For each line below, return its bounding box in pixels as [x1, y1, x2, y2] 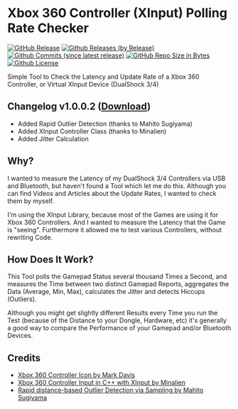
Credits [7, 351, 41, 364]
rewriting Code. [7, 233, 53, 241]
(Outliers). [7, 295, 37, 303]
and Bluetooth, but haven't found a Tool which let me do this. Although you [7, 181, 226, 190]
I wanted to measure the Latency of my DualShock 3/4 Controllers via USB [7, 174, 226, 182]
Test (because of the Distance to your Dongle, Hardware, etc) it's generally [7, 316, 227, 325]
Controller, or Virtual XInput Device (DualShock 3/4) [7, 80, 159, 88]
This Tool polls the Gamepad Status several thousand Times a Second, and [7, 272, 227, 281]
